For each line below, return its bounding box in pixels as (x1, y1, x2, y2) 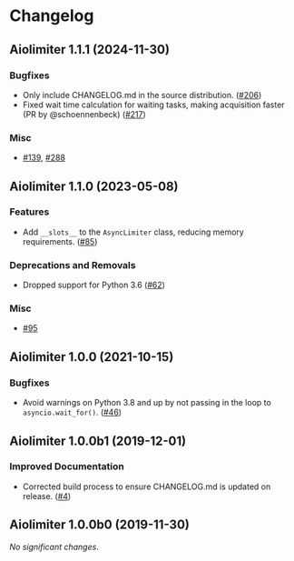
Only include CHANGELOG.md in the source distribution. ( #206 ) (22, 89, 262, 100)
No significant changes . (9, 541, 100, 552)
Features (9, 205, 50, 218)
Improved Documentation (9, 460, 125, 473)
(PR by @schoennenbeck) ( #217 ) (22, 108, 147, 119)
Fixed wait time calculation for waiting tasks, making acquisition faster (22, 99, 285, 110)
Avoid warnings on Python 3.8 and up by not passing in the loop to (22, 397, 272, 408)
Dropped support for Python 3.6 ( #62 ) (22, 279, 166, 291)
